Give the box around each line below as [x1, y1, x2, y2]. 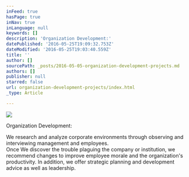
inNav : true [6, 19, 35, 25]
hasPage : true [6, 14, 41, 20]
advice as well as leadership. [6, 164, 76, 171]
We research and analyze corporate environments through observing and [6, 133, 184, 140]
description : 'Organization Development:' [6, 36, 112, 41]
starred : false [6, 79, 43, 85]
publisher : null [6, 74, 46, 79]
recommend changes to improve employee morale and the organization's [6, 152, 184, 159]
